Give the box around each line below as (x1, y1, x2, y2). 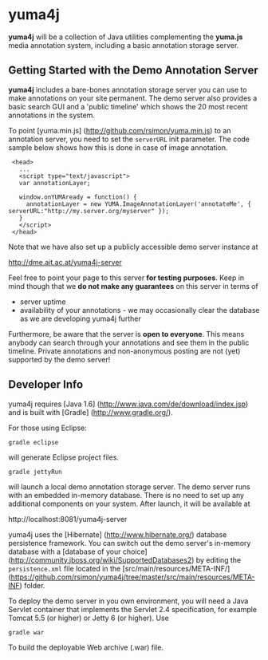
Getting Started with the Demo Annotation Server (8, 64, 259, 77)
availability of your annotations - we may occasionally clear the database (19, 305, 260, 314)
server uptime (19, 297, 66, 306)
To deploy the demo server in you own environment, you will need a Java (8, 596, 249, 606)
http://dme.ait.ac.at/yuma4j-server (8, 257, 122, 267)
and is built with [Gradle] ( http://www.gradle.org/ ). (8, 407, 173, 417)
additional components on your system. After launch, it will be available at (8, 499, 250, 508)
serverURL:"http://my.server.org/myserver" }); (8, 207, 170, 215)
